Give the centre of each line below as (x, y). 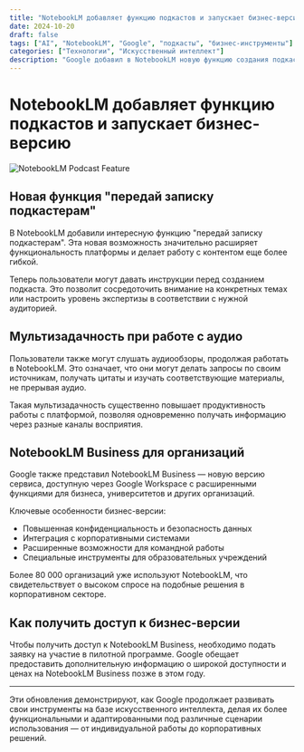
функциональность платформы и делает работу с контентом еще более (148, 252)
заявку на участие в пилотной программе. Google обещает (124, 654)
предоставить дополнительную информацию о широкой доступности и (148, 664)
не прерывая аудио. (48, 387)
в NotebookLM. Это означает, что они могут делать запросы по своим (145, 368)
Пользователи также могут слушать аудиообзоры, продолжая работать (149, 358)
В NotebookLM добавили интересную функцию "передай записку (136, 233)
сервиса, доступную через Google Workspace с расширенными (133, 484)
